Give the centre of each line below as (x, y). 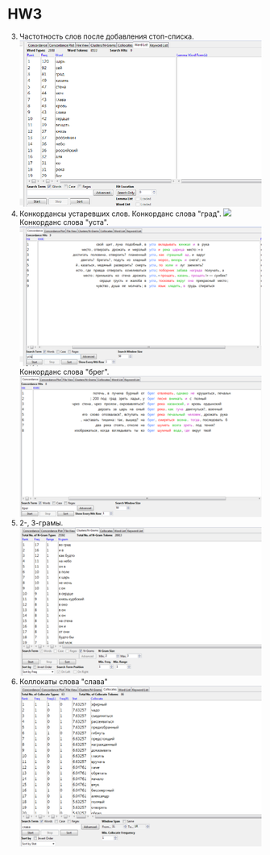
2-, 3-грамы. (41, 523)
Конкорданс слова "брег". (64, 371)
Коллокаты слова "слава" (63, 682)
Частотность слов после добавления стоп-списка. (106, 36)
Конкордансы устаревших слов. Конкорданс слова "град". (120, 214)
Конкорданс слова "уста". (64, 222)
